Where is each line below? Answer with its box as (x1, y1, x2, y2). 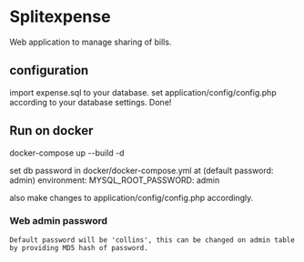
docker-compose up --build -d (9, 147, 125, 158)
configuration (9, 63, 89, 78)
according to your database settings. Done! (9, 96, 172, 107)
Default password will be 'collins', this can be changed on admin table (9, 235, 296, 245)
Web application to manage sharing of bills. (9, 36, 172, 47)
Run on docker (9, 123, 94, 138)
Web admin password (9, 215, 107, 227)
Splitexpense (9, 6, 111, 27)
